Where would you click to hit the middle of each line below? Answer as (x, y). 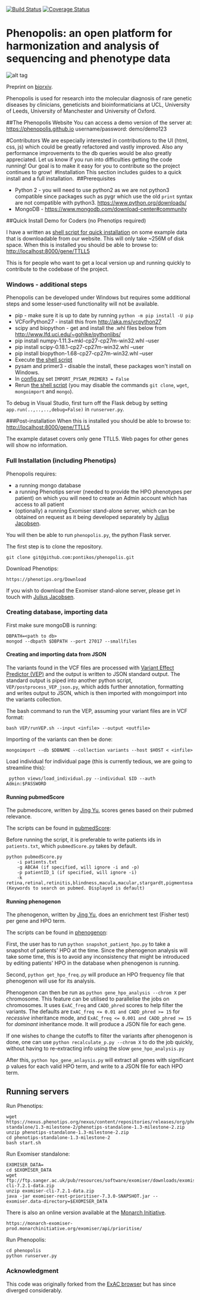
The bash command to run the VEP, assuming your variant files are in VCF (97, 711)
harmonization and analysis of (83, 46)
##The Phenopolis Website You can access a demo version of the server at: (99, 122)
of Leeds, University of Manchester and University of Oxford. (81, 111)
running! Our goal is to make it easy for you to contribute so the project (93, 166)
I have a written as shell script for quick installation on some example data (97, 232)
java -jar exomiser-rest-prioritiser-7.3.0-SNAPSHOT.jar (78, 1196)
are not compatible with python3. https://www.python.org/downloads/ (101, 202)
